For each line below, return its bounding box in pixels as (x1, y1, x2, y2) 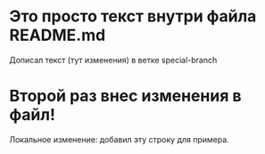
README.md (9, 25, 106, 45)
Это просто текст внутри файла (9, 6, 257, 27)
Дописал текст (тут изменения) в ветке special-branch (9, 54, 218, 65)
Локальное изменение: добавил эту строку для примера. (9, 134, 229, 144)
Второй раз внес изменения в (9, 86, 243, 106)
